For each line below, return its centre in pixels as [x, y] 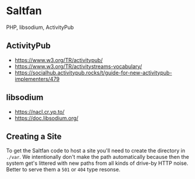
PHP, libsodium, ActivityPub [40, 27]
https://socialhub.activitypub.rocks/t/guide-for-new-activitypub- [93, 73]
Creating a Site [34, 136]
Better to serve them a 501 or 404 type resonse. [63, 170]
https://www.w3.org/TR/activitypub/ [58, 60]
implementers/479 [37, 79]
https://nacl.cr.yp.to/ [40, 112]
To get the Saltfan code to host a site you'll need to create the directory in [96, 151]
